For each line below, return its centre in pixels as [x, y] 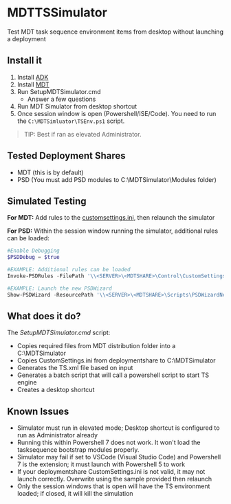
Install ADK [33, 77]
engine [27, 382]
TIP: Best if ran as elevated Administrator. [82, 134]
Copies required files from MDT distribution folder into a [96, 346]
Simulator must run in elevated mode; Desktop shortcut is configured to [118, 428]
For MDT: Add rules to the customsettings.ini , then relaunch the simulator [111, 218]
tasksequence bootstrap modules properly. [78, 450]
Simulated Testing [47, 201]
